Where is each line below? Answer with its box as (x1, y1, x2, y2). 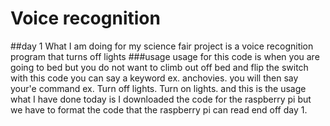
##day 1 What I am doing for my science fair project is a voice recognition (10, 40, 314, 52)
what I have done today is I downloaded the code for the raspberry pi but (10, 93, 312, 105)
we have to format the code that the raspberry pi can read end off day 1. (10, 103, 308, 116)
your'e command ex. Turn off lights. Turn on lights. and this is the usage (10, 82, 307, 94)
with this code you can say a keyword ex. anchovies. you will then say (10, 72, 299, 84)
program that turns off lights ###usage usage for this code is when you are (10, 50, 320, 62)
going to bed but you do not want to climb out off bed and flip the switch (10, 61, 309, 73)
